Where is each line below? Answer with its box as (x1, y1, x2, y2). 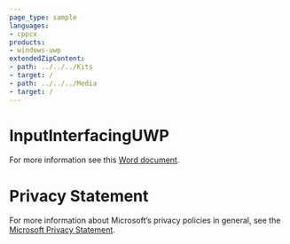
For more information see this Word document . (9, 154, 180, 165)
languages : (9, 21, 50, 30)
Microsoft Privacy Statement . (9, 224, 115, 235)
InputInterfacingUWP (9, 125, 170, 146)
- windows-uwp (9, 46, 62, 55)
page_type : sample (9, 12, 77, 22)
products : (9, 37, 46, 47)
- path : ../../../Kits (9, 63, 93, 72)
